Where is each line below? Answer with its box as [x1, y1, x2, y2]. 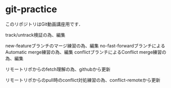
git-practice [5, 4, 58, 15]
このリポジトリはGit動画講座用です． [5, 21, 83, 27]
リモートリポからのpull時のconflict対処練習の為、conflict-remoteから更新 [5, 77, 161, 83]
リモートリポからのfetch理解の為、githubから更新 [5, 66, 111, 72]
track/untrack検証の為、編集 [5, 32, 66, 38]
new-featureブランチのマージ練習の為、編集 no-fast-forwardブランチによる [5, 42, 165, 49]
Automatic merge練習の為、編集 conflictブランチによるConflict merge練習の [5, 49, 167, 55]
